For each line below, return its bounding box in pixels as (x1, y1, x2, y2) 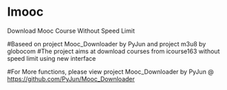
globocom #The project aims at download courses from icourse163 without (7, 47, 220, 55)
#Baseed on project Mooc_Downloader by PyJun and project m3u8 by (7, 40, 206, 48)
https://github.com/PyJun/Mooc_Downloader (7, 74, 136, 82)
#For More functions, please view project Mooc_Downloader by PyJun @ (7, 67, 215, 76)
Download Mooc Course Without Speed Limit (7, 27, 136, 35)
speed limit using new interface (7, 54, 96, 62)
